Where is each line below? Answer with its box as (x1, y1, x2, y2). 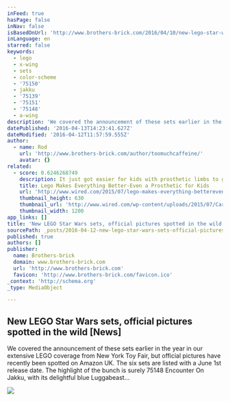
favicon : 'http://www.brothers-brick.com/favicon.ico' (13, 271, 173, 278)
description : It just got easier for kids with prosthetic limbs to (19, 175, 219, 182)
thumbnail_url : (19, 202, 63, 208)
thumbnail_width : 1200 (19, 208, 84, 215)
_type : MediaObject (7, 284, 63, 291)
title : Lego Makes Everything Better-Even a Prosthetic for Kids (19, 182, 210, 189)
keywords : (7, 49, 36, 56)
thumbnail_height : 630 (19, 195, 84, 202)
